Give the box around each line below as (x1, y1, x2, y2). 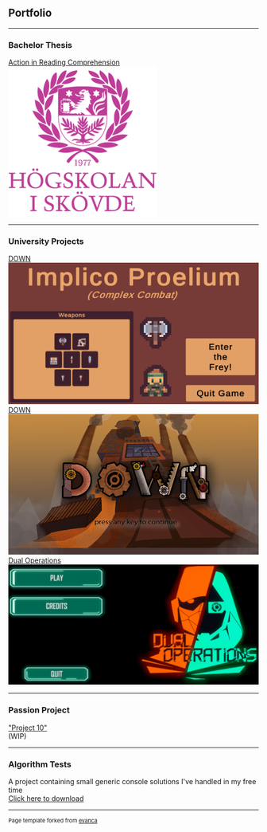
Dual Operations (8, 555, 62, 565)
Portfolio (8, 6, 52, 20)
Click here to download (8, 794, 84, 803)
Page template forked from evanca (8, 817, 98, 825)
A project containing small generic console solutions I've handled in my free (8, 777, 257, 787)
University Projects (8, 236, 84, 247)
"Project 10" (8, 723, 48, 732)
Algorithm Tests (8, 759, 72, 770)
